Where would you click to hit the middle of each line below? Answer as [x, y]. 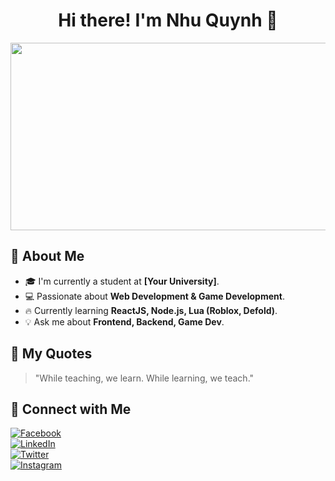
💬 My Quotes [51, 354]
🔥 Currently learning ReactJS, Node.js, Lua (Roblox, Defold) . [151, 310]
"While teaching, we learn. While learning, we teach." [144, 378]
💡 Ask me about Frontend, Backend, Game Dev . [124, 321]
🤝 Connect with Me [71, 409]
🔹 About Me [47, 256]
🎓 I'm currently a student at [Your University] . [122, 281]
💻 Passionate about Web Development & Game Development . [154, 296]
